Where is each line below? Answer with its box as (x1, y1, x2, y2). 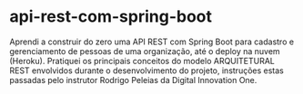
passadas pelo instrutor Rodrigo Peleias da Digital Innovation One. (9, 74, 258, 85)
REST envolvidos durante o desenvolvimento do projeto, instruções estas (9, 65, 284, 76)
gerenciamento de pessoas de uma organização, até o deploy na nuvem (9, 45, 280, 56)
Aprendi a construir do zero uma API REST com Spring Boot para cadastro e (9, 36, 294, 47)
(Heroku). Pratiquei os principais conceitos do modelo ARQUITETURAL (9, 55, 276, 66)
